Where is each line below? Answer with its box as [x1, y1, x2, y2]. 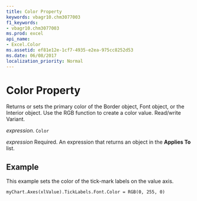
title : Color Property [6, 8, 62, 15]
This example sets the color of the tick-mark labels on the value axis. [6, 178, 174, 185]
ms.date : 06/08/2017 [6, 53, 57, 59]
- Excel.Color [6, 42, 41, 48]
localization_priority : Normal [6, 58, 83, 64]
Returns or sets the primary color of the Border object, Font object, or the [6, 103, 185, 110]
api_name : [6, 36, 31, 42]
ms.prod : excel [6, 31, 44, 37]
